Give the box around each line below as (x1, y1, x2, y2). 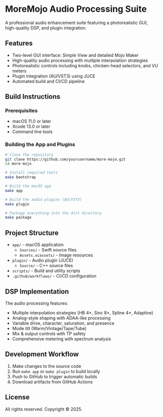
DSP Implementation (5, 287, 70, 296)
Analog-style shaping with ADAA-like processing (12, 315, 111, 321)
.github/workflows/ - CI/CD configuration (12, 273, 97, 279)
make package (5, 215, 32, 220)
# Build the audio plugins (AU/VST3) (5, 197, 82, 202)
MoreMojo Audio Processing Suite (5, 3, 147, 15)
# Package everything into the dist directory (5, 210, 102, 216)
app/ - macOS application (12, 242, 64, 248)
